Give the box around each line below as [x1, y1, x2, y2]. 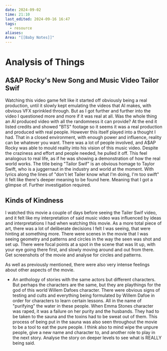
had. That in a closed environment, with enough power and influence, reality [5, 134, 162, 140]
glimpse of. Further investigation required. [5, 182, 91, 188]
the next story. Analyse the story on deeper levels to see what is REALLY [12, 335, 162, 341]
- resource [9, 26, 32, 31]
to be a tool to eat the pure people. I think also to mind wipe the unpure [12, 324, 159, 330]
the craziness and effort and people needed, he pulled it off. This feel [5, 150, 148, 156]
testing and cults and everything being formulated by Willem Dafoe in [12, 292, 155, 298]
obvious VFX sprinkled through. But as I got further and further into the [5, 108, 151, 114]
